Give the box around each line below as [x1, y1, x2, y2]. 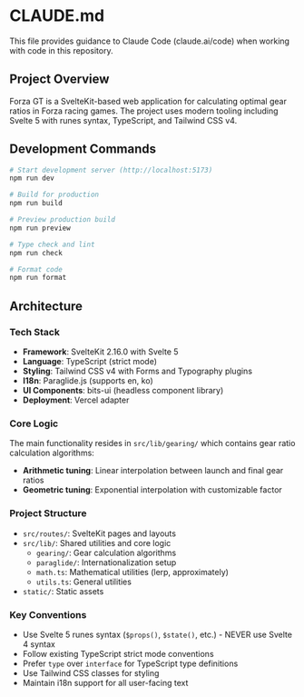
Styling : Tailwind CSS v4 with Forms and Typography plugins [22, 365, 252, 376]
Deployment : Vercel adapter [22, 394, 130, 405]
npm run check [9, 248, 64, 257]
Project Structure [9, 507, 87, 520]
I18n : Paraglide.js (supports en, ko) [22, 375, 154, 386]
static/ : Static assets [22, 585, 104, 596]
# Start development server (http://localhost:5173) [9, 165, 213, 174]
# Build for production [9, 190, 100, 200]
